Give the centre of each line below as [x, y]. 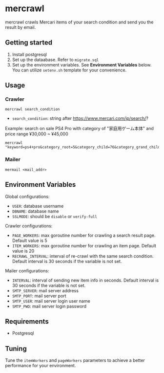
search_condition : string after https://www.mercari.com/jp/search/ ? [80, 118]
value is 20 [23, 251]
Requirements [27, 321]
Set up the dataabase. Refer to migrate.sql [55, 60]
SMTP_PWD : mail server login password [49, 306]
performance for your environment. [41, 366]
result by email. [20, 27]
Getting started [29, 43]
